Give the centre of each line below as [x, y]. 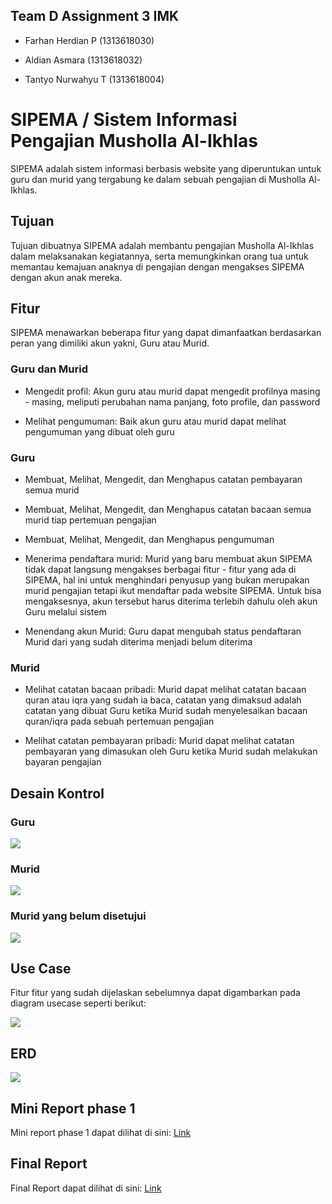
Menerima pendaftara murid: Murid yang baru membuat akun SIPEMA [168, 558]
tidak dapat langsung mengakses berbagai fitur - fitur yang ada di [160, 569]
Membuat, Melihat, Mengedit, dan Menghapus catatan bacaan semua [168, 509]
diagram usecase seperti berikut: [78, 1003]
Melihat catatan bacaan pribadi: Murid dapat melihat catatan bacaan [165, 690]
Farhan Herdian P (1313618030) [89, 40]
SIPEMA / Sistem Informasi [124, 120]
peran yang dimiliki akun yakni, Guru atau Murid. [110, 343]
